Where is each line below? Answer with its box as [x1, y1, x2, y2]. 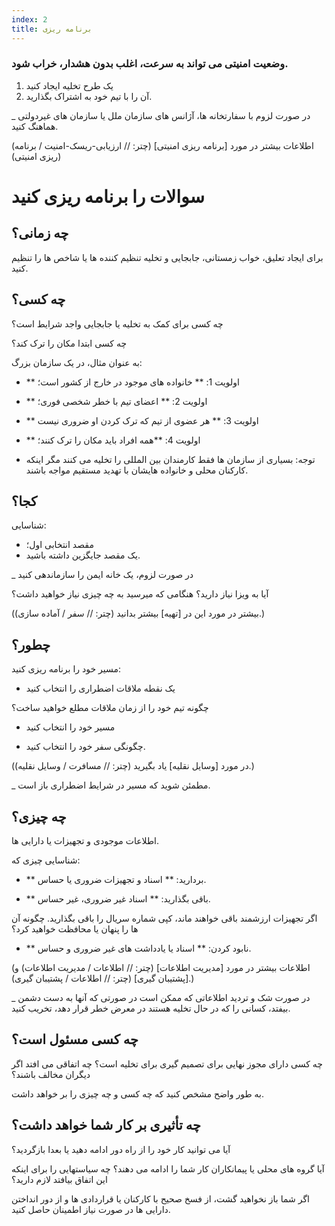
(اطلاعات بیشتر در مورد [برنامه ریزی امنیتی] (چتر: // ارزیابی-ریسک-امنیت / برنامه [11, 139, 314, 151]
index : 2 [11, 14, 48, 25]
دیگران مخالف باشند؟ [11, 1068, 91, 1080]
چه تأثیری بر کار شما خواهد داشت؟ [11, 1117, 201, 1134]
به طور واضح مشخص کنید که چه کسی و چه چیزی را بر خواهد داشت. [11, 1087, 264, 1100]
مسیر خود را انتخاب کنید [25, 721, 116, 733]
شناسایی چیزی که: [11, 854, 81, 866]
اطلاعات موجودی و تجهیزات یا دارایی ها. [11, 835, 159, 847]
